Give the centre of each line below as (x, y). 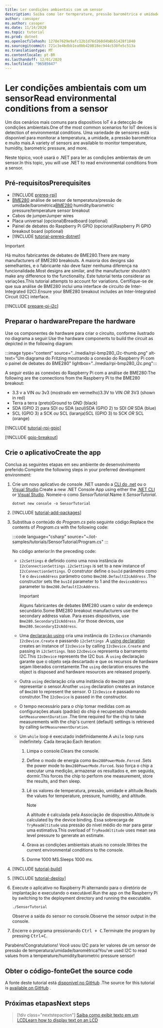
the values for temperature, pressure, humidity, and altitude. (87, 796)
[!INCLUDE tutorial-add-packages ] (47, 513)
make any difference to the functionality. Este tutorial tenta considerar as (78, 276)
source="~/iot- (82, 536)
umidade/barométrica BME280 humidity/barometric (63, 205)
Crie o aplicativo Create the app (53, 453)
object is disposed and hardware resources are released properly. (85, 672)
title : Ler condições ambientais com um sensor (54, 10)
